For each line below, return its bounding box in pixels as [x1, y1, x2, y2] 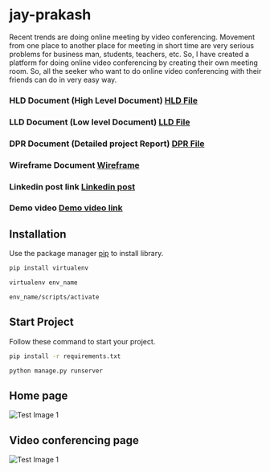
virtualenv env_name [9, 279, 79, 287]
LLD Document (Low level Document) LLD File [9, 116, 190, 128]
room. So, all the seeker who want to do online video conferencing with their [9, 66, 262, 75]
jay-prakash [9, 6, 92, 24]
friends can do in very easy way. [9, 75, 117, 84]
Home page [9, 389, 68, 402]
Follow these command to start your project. [9, 336, 156, 346]
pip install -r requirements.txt [9, 352, 121, 360]
